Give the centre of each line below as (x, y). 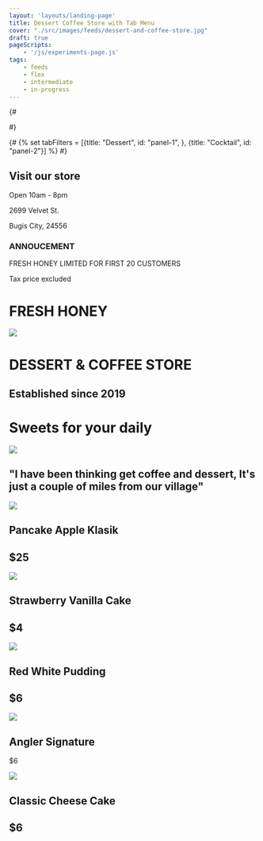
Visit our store (45, 176)
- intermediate (48, 82)
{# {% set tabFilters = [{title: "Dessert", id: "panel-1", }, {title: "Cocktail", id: (130, 143)
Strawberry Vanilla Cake (70, 601)
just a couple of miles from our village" (107, 487)
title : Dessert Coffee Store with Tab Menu (82, 23)
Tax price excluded (40, 279)
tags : (18, 60)
